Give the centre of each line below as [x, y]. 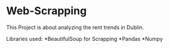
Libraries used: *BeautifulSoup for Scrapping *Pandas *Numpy [84, 39]
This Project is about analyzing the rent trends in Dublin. [75, 27]
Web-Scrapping [47, 11]
